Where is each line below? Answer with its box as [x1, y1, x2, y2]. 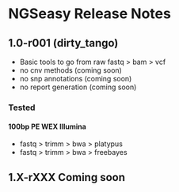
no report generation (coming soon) [19, 82, 137, 92]
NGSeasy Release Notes [8, 5, 172, 23]
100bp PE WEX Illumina [8, 122, 87, 131]
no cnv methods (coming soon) [19, 66, 123, 75]
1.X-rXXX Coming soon [8, 171, 125, 184]
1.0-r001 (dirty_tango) [8, 36, 119, 50]
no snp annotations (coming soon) [19, 74, 132, 83]
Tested [8, 102, 36, 113]
